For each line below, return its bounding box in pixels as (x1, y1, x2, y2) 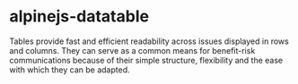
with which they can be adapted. (9, 64, 130, 75)
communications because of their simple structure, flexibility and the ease (9, 55, 284, 65)
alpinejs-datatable (9, 6, 150, 27)
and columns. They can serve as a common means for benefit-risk (9, 45, 256, 55)
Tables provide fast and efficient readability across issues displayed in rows (9, 36, 289, 46)
